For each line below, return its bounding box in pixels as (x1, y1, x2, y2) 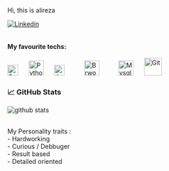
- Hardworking (7, 135, 50, 143)
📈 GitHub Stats (7, 87, 62, 96)
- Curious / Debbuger (7, 142, 70, 151)
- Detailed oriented (7, 158, 62, 166)
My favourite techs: (7, 43, 67, 50)
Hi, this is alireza (7, 6, 55, 14)
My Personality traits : (7, 127, 72, 136)
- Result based (7, 150, 50, 158)
